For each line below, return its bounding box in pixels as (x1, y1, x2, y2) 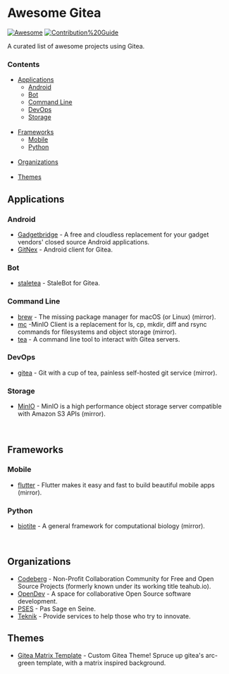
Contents (7, 59, 40, 69)
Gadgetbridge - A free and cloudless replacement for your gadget (17, 230, 209, 239)
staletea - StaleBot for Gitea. (17, 279, 101, 287)
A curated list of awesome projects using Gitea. (7, 42, 145, 50)
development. (17, 597, 58, 605)
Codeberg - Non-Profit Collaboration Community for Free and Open (17, 574, 214, 582)
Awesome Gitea (7, 5, 101, 21)
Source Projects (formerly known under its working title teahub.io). (17, 582, 211, 590)
